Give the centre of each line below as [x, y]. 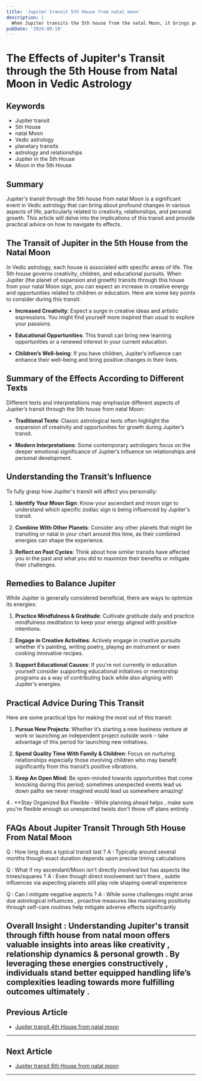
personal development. [43, 457]
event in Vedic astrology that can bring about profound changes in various [98, 205]
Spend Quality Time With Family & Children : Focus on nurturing [95, 754]
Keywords [26, 106]
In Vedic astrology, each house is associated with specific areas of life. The [99, 267]
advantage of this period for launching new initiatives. [81, 742]
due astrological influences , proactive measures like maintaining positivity [99, 900]
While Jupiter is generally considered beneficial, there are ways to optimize [99, 598]
